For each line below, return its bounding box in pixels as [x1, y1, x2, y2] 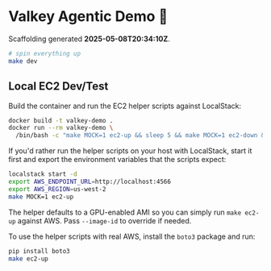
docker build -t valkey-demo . [8, 116, 114, 124]
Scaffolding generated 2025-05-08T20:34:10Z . [8, 34, 171, 44]
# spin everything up [8, 49, 81, 57]
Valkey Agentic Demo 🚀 [8, 7, 169, 26]
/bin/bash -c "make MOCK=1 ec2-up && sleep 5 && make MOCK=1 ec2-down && [15, 131, 269, 140]
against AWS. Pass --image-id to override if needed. [17, 215, 192, 225]
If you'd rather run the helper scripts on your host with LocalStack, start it [8, 146, 252, 156]
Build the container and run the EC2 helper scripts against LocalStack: [8, 101, 242, 110]
